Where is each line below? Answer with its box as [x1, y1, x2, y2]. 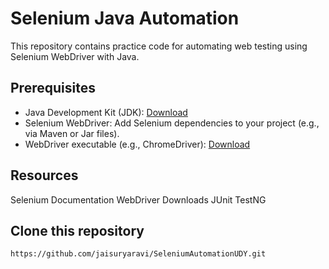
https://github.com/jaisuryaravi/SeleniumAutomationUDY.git [10, 249, 267, 259]
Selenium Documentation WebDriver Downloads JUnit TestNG [10, 193, 267, 206]
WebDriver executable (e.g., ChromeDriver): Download [24, 138, 251, 150]
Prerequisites [10, 80, 96, 97]
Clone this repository [10, 222, 145, 239]
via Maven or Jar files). [24, 127, 120, 139]
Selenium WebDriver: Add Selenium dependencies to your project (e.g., [24, 117, 320, 129]
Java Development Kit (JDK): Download [24, 106, 188, 118]
